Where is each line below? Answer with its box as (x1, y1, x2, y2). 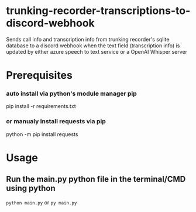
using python (6, 183, 56, 193)
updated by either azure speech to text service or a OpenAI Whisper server (6, 48, 188, 55)
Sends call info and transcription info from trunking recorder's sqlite (6, 36, 170, 43)
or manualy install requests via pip (6, 117, 106, 126)
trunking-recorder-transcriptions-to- (6, 4, 191, 18)
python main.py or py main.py (6, 199, 77, 206)
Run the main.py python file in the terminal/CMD (6, 174, 186, 185)
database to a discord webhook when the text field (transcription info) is (6, 42, 180, 49)
